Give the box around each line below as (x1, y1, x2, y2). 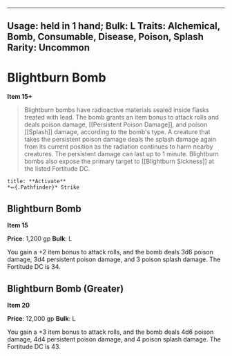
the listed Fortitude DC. (23, 165, 90, 173)
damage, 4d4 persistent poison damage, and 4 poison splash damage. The (7, 335, 221, 343)
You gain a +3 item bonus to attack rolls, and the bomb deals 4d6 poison (7, 328, 214, 336)
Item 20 (7, 301, 30, 309)
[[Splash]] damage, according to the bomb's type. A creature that (23, 128, 211, 136)
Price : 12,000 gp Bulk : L (7, 314, 76, 322)
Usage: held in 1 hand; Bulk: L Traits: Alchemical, (7, 20, 220, 32)
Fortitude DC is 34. (7, 263, 61, 271)
